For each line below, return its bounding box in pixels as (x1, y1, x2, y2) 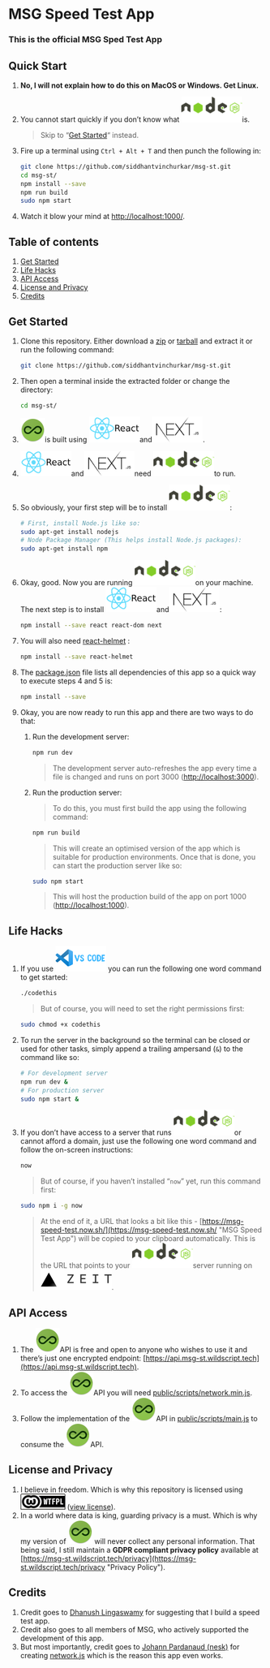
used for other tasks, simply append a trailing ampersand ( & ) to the (19, 1044, 243, 1054)
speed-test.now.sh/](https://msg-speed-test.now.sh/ (40, 1225, 217, 1235)
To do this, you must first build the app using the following (52, 803, 247, 812)
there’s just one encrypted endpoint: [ (19, 1353, 146, 1364)
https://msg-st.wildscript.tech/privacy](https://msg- (23, 1554, 197, 1563)
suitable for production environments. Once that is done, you (52, 851, 256, 861)
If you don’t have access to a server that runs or (19, 1127, 242, 1137)
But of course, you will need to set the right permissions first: (40, 1004, 245, 1014)
